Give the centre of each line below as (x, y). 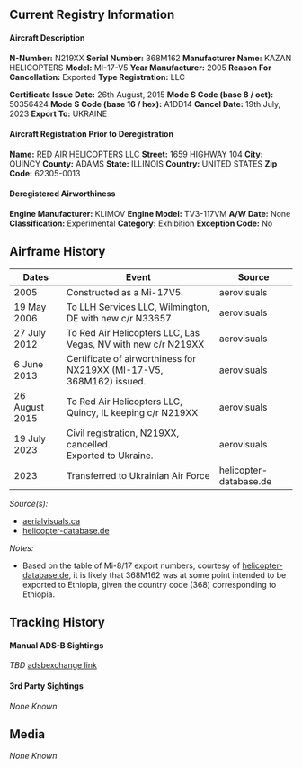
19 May (30, 307)
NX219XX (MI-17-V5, (115, 370)
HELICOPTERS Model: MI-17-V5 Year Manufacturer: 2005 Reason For (141, 68)
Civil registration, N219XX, (123, 433)
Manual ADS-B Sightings (57, 645)
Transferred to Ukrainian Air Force (138, 475)
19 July (30, 438)
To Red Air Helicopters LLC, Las (133, 332)
